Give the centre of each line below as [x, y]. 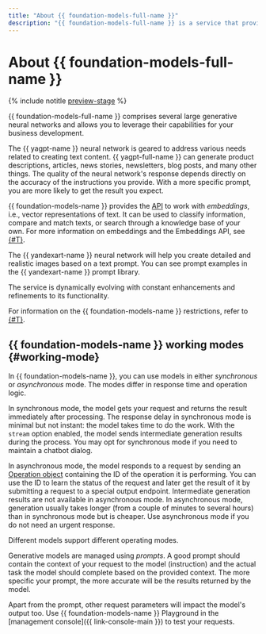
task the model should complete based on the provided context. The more [129, 573]
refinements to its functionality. [59, 296]
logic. [17, 393]
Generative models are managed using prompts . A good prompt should [124, 555]
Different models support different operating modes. [93, 540]
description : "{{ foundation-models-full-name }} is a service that [123, 23]
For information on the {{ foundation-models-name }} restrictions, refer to [128, 311]
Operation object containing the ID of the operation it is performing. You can [132, 475]
